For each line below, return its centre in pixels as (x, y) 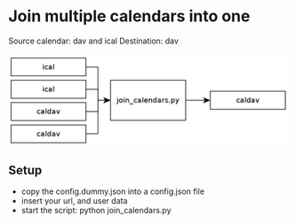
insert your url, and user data (74, 201)
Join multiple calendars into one (129, 16)
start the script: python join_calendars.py (96, 211)
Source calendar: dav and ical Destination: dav (94, 41)
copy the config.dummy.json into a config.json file (113, 191)
